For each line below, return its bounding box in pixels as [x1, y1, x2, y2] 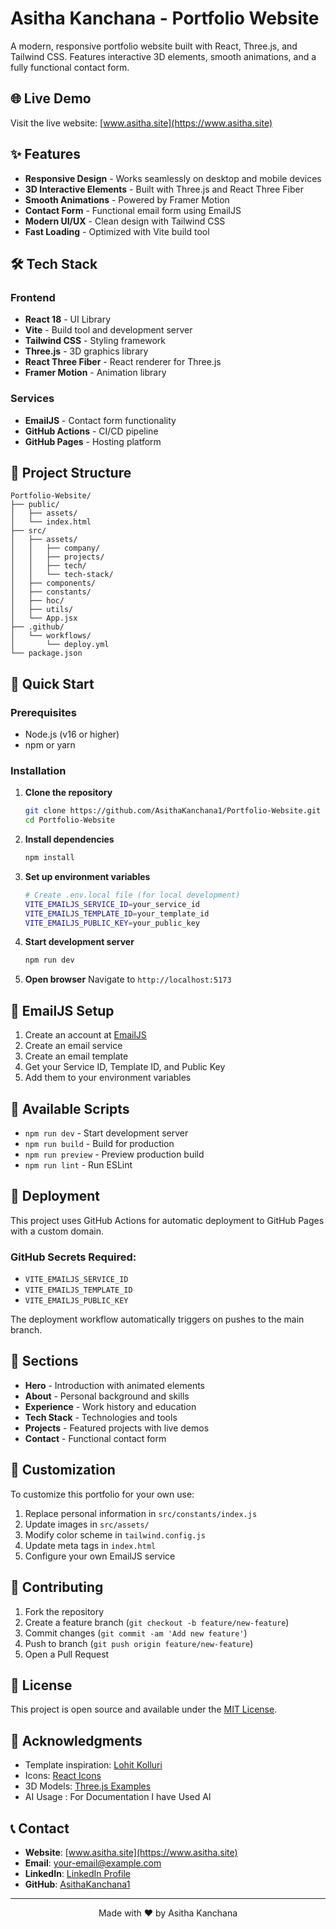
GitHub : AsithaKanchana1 [24, 1878, 131, 1890]
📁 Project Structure [10, 464, 132, 481]
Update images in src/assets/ [24, 1518, 150, 1530]
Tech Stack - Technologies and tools [24, 1411, 178, 1423]
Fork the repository [24, 1605, 105, 1617]
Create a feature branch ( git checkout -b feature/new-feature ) [24, 1616, 290, 1628]
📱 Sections [10, 1353, 79, 1370]
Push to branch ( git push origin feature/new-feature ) [24, 1637, 254, 1649]
